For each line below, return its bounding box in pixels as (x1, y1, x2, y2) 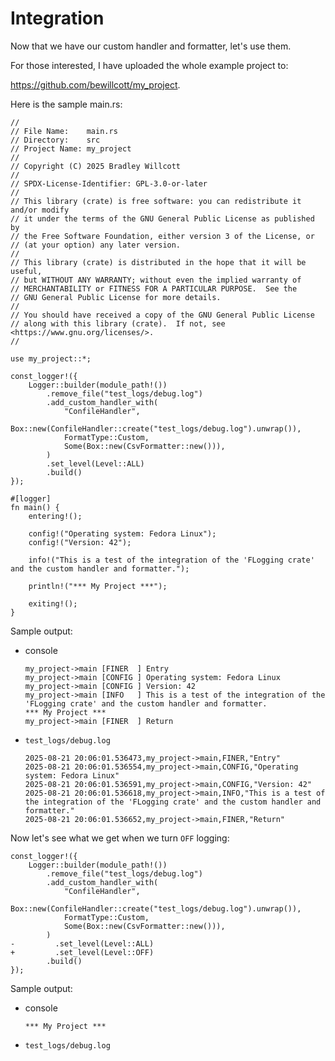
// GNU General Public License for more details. (10, 292, 222, 302)
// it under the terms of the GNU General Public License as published (10, 213, 315, 224)
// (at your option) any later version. (10, 240, 182, 250)
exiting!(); (28, 598, 78, 609)
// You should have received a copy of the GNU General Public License (10, 310, 315, 320)
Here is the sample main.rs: (10, 98, 123, 110)
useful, (10, 266, 43, 276)
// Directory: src (10, 135, 101, 145)
